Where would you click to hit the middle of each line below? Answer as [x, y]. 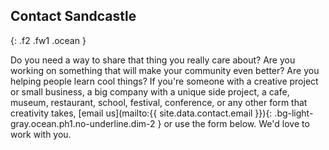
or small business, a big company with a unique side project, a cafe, [150, 91]
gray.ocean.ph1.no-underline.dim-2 [83, 123]
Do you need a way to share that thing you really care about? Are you [153, 60]
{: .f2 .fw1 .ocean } [48, 40]
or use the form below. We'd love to [236, 123]
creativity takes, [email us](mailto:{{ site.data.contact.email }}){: [141, 113]
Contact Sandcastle [73, 16]
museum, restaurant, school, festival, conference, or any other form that [159, 102]
